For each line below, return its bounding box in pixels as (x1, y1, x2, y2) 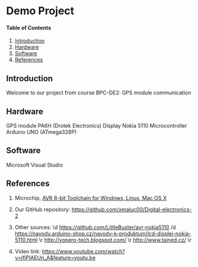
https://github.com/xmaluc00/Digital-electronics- (71, 206, 192, 213)
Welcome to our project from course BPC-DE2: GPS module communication (6, 89, 191, 96)
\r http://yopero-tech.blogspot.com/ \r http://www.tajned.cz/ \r (39, 236, 191, 243)
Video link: (14, 247, 41, 255)
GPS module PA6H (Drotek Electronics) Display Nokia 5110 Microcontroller (6, 122, 187, 129)
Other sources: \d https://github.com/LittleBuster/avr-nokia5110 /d (14, 224, 176, 231)
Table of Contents (6, 24, 52, 31)
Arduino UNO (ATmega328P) (6, 129, 77, 136)
